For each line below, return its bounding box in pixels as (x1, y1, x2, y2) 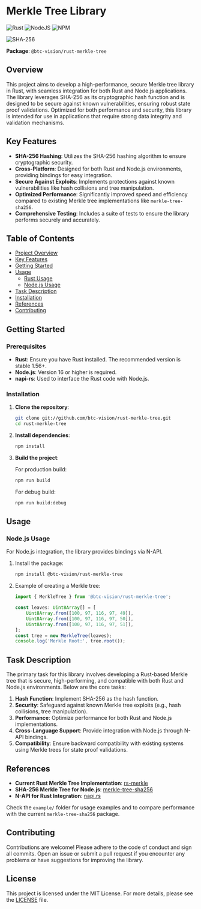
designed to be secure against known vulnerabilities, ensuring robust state (6, 100, 191, 107)
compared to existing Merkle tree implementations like (14, 197, 150, 204)
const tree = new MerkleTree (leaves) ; (14, 632, 112, 639)
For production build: (14, 465, 67, 473)
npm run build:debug (14, 500, 67, 506)
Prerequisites (6, 342, 46, 351)
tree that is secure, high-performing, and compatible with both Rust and (6, 677, 184, 684)
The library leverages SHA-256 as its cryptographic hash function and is (6, 93, 185, 100)
